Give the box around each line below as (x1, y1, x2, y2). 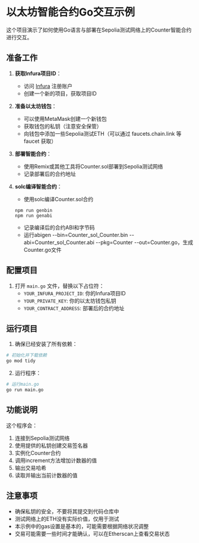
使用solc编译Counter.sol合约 (23, 195, 94, 202)
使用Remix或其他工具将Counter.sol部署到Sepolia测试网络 (23, 163, 163, 170)
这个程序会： (6, 422, 37, 429)
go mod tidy (6, 358, 36, 364)
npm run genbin (14, 207, 53, 213)
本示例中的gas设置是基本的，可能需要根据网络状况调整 (14, 522, 149, 530)
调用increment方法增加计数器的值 (14, 457, 97, 464)
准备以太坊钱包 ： (14, 102, 57, 110)
